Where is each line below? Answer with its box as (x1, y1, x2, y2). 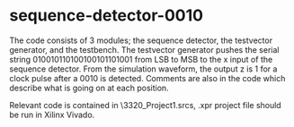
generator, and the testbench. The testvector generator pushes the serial (9, 44, 280, 55)
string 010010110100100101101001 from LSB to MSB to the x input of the (9, 54, 273, 64)
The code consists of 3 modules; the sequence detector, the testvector (9, 35, 272, 46)
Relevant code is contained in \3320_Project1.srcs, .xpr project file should (9, 99, 281, 110)
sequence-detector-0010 (9, 5, 204, 26)
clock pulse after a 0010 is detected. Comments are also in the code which (9, 72, 286, 83)
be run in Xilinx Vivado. (9, 109, 95, 120)
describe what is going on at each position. (9, 82, 169, 93)
